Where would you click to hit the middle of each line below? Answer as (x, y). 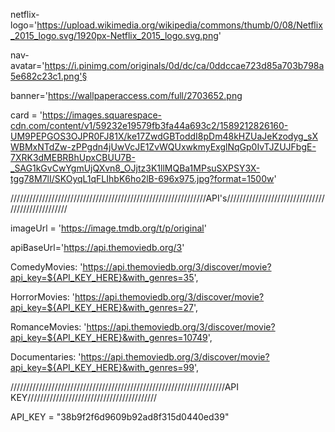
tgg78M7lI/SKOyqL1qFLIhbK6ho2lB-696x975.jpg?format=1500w (142, 178)
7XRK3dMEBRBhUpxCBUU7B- (73, 157)
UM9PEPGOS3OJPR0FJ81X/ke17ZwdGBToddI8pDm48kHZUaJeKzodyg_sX (164, 136)
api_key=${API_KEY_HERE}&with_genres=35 (102, 277)
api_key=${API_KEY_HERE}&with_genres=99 (102, 367)
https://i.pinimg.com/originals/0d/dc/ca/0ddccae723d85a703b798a (184, 65)
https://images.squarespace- (102, 115)
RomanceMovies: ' (48, 327)
